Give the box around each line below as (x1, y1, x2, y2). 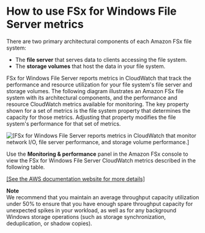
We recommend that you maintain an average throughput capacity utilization (6, 193, 199, 201)
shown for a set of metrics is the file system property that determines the (6, 107, 191, 114)
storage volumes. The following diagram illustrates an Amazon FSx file (6, 87, 184, 94)
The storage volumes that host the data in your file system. (15, 63, 166, 70)
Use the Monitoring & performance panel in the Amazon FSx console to (6, 150, 188, 158)
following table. (6, 163, 45, 170)
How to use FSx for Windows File (6, 4, 177, 18)
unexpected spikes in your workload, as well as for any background (6, 207, 176, 214)
